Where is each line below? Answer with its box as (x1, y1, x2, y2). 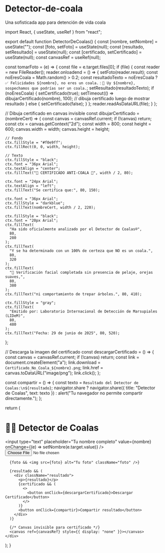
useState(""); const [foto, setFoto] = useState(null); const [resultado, (5, 44, 144, 50)
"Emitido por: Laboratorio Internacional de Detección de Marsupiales (9, 309, 158, 314)
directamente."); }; (5, 395, 42, 401)
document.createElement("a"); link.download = (5, 359, 101, 365)
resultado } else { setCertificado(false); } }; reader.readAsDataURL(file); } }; (5, 101, 158, 106)
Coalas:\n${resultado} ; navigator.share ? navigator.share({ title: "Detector (5, 385, 156, 391)
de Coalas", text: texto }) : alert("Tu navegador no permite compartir (5, 390, 143, 396)
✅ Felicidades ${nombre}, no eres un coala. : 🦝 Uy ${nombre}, (5, 80, 135, 86)
